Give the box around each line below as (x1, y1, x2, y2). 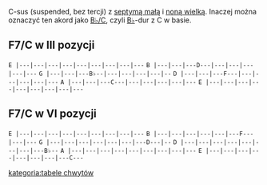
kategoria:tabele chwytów (8, 167, 94, 177)
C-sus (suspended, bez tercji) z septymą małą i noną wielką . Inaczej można (8, 7, 257, 16)
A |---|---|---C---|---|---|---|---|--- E (60, 78, 202, 86)
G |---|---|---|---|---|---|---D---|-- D (38, 138, 177, 147)
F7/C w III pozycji (8, 38, 95, 52)
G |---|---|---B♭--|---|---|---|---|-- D (38, 70, 177, 78)
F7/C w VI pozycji (8, 107, 98, 121)
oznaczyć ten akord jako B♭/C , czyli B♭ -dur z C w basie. (8, 15, 192, 25)
